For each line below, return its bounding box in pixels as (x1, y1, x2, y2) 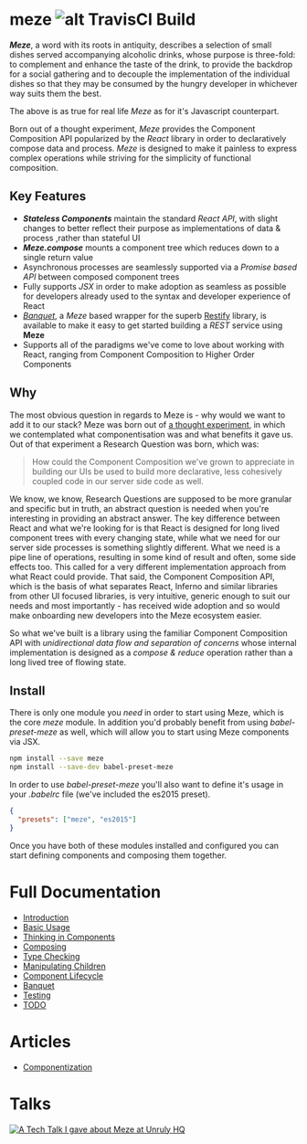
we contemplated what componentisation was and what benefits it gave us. (9, 429, 294, 440)
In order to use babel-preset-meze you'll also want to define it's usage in (9, 779, 284, 790)
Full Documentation (9, 882, 162, 902)
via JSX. (9, 736, 41, 747)
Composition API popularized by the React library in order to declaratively (9, 132, 287, 143)
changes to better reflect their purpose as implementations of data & (22, 222, 281, 233)
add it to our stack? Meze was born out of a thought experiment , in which (9, 418, 286, 429)
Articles (9, 1031, 71, 1052)
